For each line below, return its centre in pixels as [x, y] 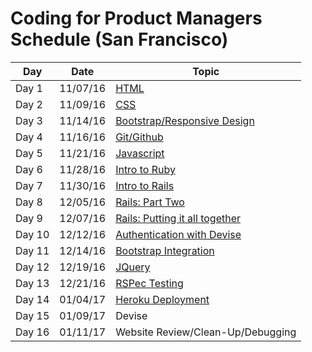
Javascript [140, 153]
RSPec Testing [149, 283]
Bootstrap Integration [165, 250]
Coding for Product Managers [136, 18]
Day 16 [32, 332]
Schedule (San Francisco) [119, 39]
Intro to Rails [145, 185]
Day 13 [32, 283]
